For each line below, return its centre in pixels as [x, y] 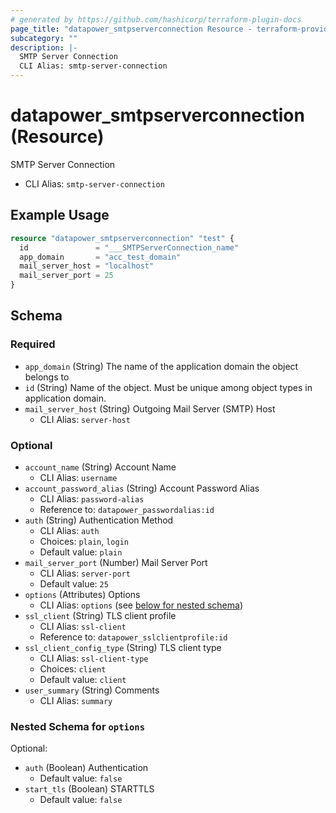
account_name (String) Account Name [100, 467]
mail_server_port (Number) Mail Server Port [116, 562]
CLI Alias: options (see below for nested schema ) [141, 605]
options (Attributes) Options [82, 594]
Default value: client [83, 679]
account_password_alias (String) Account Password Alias [142, 488]
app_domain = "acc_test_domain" [100, 257]
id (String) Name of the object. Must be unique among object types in [168, 387]
